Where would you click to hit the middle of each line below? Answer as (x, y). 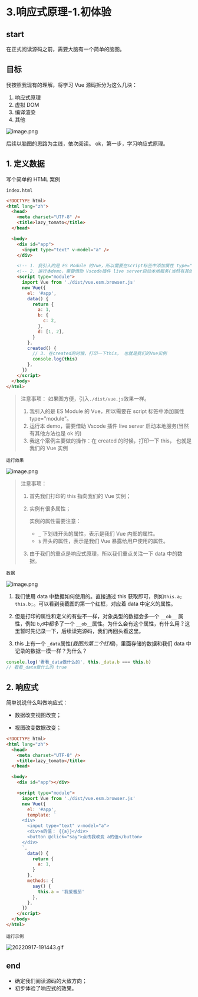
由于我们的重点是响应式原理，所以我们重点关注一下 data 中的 (103, 553)
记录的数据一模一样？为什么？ (51, 651)
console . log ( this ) (55, 359)
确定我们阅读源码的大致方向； (51, 980)
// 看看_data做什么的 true (37, 667)
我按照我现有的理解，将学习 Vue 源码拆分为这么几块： (72, 85)
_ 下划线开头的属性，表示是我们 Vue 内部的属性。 (98, 533)
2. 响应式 (22, 687)
